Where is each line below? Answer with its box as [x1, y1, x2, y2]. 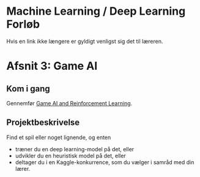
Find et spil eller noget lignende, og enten [6, 134, 111, 141]
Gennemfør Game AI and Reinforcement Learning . [6, 99, 133, 107]
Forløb [6, 17, 40, 31]
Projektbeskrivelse [6, 118, 80, 128]
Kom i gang [6, 83, 50, 94]
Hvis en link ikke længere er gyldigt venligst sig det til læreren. [6, 37, 163, 45]
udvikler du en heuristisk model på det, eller [15, 152, 127, 159]
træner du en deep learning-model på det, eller [15, 145, 135, 153]
